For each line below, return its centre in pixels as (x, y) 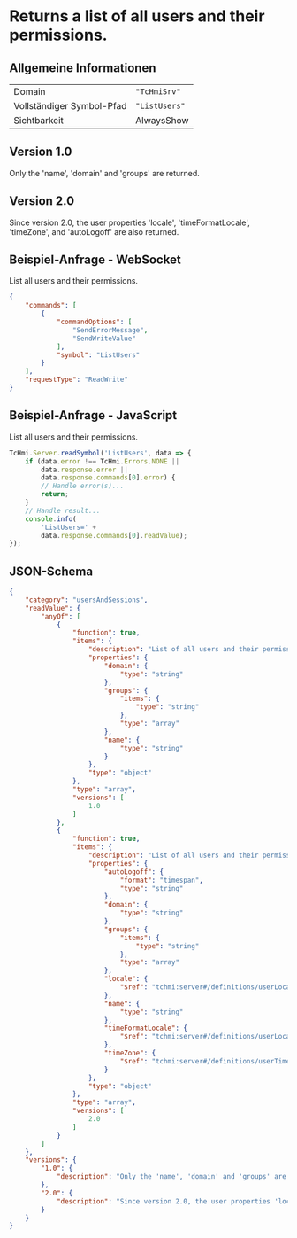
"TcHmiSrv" (158, 92)
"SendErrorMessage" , (110, 330)
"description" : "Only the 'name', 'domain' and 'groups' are (171, 1177)
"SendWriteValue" (104, 339)
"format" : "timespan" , (161, 880)
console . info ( (51, 519)
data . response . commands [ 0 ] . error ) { (108, 478)
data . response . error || (84, 470)
